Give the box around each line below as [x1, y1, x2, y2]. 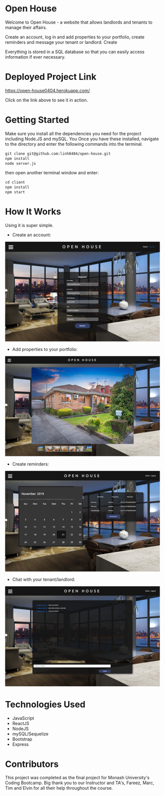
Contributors [5, 759, 59, 769]
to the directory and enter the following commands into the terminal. [5, 141, 143, 147]
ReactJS [12, 720, 29, 726]
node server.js [5, 161, 36, 166]
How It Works [5, 206, 61, 217]
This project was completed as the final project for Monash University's [5, 775, 150, 781]
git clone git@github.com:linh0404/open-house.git [5, 151, 111, 156]
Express [12, 741, 29, 747]
